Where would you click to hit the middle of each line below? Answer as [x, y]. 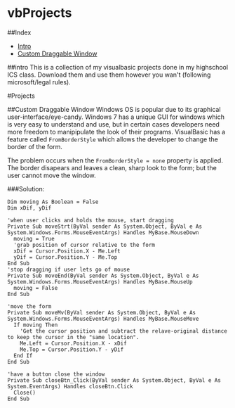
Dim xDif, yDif [29, 208]
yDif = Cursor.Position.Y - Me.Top [66, 257]
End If [23, 356]
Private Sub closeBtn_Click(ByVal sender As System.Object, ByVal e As [114, 380]
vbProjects [40, 13]
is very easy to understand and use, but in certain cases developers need [113, 124]
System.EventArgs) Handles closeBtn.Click [70, 386]
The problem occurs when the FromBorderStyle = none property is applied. [115, 160]
